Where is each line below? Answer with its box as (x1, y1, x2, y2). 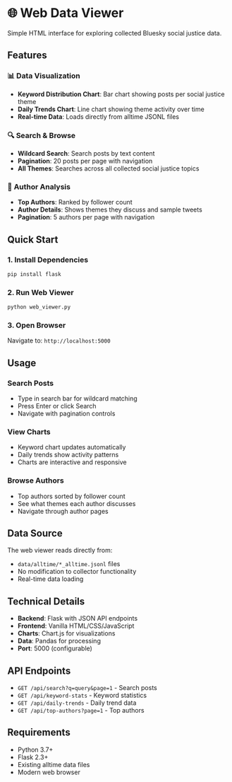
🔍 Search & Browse (7, 130, 76, 140)
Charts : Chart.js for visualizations (17, 629, 116, 638)
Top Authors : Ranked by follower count (17, 198, 133, 207)
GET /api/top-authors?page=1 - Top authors (17, 706, 145, 714)
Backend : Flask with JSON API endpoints (17, 614, 138, 623)
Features (7, 50, 47, 62)
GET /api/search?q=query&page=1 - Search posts (17, 683, 157, 691)
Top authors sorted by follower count (17, 492, 126, 500)
